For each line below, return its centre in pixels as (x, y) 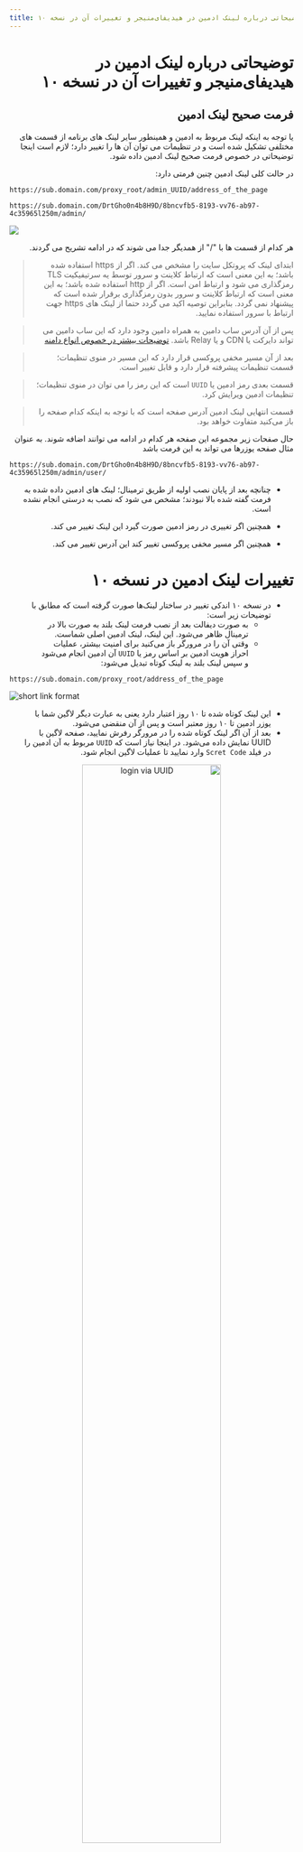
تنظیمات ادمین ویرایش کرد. (248, 394)
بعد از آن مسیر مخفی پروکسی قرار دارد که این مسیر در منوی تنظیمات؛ (175, 357)
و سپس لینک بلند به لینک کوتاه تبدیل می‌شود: (174, 662)
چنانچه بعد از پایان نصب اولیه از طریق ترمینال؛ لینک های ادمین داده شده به (147, 489)
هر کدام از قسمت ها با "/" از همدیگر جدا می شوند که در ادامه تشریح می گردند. (161, 247)
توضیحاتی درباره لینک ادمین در (195, 62)
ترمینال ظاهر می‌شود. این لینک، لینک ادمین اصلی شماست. (151, 634)
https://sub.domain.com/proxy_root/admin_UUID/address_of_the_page (139, 190)
